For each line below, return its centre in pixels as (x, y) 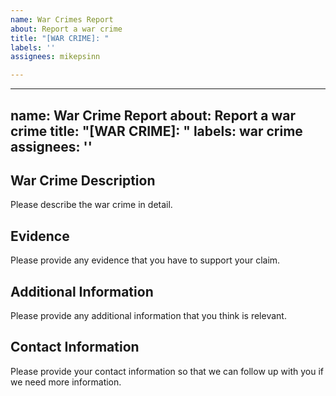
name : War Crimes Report (62, 19)
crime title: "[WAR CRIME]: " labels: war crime (156, 131)
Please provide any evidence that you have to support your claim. (145, 260)
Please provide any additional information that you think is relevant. (148, 315)
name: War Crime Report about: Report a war (153, 115)
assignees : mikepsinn (55, 57)
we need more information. (66, 382)
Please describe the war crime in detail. (91, 205)
